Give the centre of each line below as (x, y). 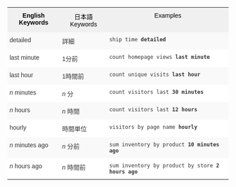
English (34, 16)
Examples (168, 16)
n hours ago (26, 166)
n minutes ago (29, 145)
